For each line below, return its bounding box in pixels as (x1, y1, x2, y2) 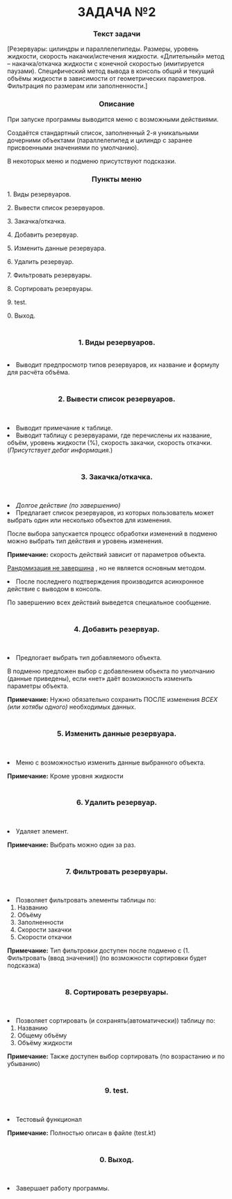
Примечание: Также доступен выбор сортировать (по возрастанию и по (7, 1052, 225, 1060)
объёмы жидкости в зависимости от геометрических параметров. (7, 75, 206, 83)
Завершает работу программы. (16, 1184, 110, 1193)
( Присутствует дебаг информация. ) (7, 446, 113, 454)
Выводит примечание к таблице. (16, 423, 113, 432)
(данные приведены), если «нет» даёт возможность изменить (7, 675, 193, 683)
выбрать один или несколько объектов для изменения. (7, 516, 172, 524)
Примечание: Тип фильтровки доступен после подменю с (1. (7, 946, 190, 955)
